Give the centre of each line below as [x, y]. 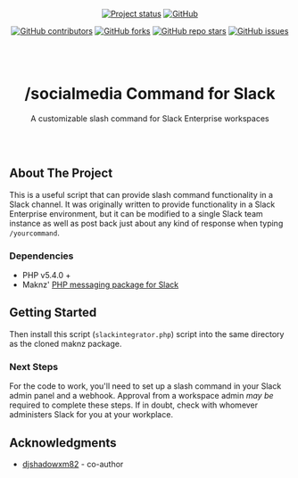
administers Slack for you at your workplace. [91, 415]
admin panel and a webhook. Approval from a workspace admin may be [141, 396]
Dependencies [41, 256]
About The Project [61, 173]
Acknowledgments [63, 443]
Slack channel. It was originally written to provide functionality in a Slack [142, 204]
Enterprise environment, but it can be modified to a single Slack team [136, 213]
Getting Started [53, 313]
